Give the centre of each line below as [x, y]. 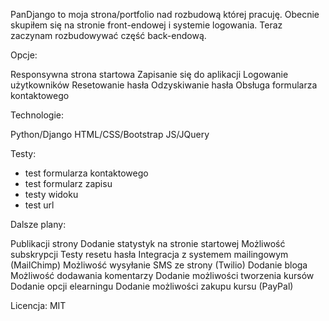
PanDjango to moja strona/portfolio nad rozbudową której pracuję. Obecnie [165, 14]
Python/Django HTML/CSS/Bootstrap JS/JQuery [110, 134]
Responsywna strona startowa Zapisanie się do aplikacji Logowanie [149, 74]
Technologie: [37, 115]
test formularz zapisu [68, 183]
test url [39, 205]
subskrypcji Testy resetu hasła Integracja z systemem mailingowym [149, 254]
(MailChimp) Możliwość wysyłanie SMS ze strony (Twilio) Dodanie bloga [159, 265]
